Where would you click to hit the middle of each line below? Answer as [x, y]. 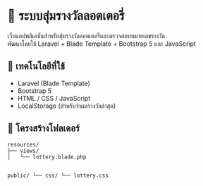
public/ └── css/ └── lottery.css [58, 175]
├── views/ [23, 151]
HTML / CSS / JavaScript [54, 98]
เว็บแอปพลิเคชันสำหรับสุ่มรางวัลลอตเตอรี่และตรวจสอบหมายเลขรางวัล [86, 35]
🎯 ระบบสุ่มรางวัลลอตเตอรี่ [66, 16]
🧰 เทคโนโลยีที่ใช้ [36, 67]
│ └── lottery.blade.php [47, 157]
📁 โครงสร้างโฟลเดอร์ [43, 129]
